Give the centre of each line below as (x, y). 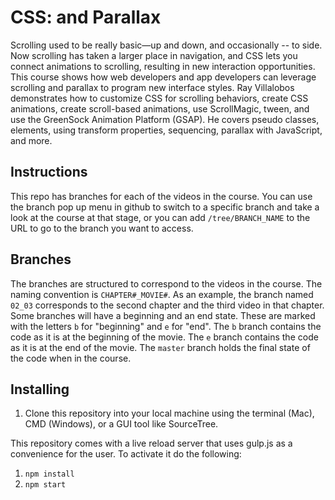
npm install (49, 474)
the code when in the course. (71, 358)
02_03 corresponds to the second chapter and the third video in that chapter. (167, 305)
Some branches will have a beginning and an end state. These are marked (163, 315)
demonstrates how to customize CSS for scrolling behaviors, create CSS (159, 98)
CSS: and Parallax (86, 17)
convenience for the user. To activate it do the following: (126, 454)
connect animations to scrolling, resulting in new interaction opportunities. (163, 66)
